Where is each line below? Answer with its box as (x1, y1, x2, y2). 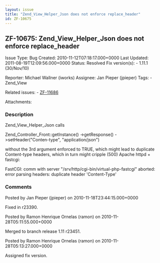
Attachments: (5, 99, 32, 105)
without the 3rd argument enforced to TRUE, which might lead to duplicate (5, 146, 155, 152)
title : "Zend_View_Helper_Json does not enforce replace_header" (5, 12, 140, 17)
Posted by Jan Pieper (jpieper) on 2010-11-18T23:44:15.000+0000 (5, 195, 139, 200)
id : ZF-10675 (5, 16, 32, 21)
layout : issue (5, 7, 34, 12)
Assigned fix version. (5, 252, 48, 258)
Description (5, 111, 34, 118)
